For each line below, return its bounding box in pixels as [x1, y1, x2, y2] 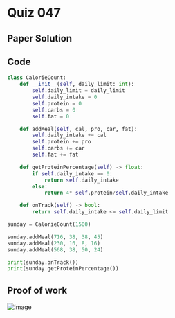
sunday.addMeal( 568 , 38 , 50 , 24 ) [7, 246, 104, 254]
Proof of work [7, 284, 68, 296]
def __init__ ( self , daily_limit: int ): [19, 81, 135, 88]
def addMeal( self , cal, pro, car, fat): [19, 125, 138, 132]
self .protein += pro [32, 139, 91, 145]
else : [32, 183, 48, 190]
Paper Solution [7, 33, 73, 44]
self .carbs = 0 [32, 106, 76, 114]
